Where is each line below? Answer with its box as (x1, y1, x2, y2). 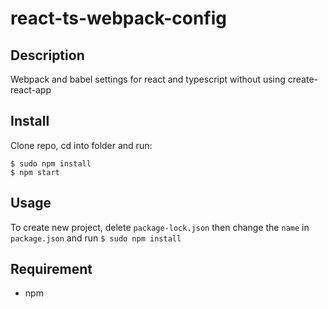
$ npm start (10, 167, 60, 177)
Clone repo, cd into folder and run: (10, 139, 153, 151)
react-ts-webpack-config (10, 7, 227, 30)
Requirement (10, 261, 93, 278)
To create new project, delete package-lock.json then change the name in (10, 221, 310, 233)
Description (10, 47, 85, 64)
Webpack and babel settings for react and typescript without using (10, 73, 286, 85)
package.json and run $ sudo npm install (10, 232, 182, 244)
